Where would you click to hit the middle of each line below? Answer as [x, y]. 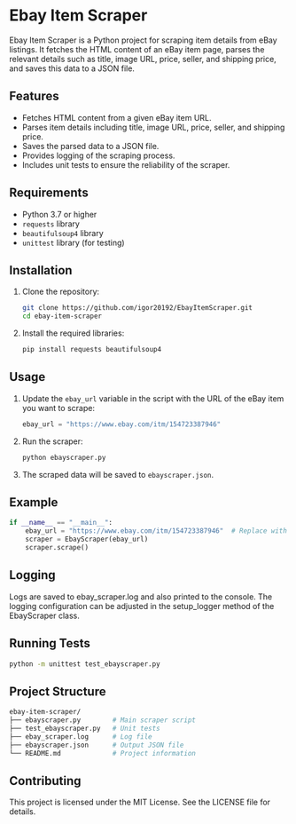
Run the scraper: [52, 441]
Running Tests [50, 643]
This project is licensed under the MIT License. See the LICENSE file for [140, 802]
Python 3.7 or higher [59, 214]
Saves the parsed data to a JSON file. [90, 146]
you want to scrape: [58, 408]
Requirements [49, 193]
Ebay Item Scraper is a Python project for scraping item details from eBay [143, 40]
